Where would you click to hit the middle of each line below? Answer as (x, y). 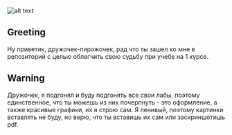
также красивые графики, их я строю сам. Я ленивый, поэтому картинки (115, 109)
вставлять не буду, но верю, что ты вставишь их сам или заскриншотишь (116, 117)
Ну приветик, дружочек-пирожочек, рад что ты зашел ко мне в (101, 49)
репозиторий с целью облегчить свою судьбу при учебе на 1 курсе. (108, 56)
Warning (26, 79)
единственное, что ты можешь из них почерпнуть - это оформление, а (112, 102)
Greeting (27, 32)
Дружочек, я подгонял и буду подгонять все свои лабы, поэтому (104, 95)
